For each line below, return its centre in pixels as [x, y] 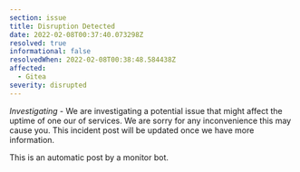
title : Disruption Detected [63, 26]
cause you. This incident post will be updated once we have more [132, 130]
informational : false [50, 52]
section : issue [38, 18]
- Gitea [32, 77]
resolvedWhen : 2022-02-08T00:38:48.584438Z [93, 60]
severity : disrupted [48, 85]
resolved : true [38, 43]
